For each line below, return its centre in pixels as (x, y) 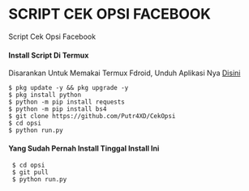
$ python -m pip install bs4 (58, 109)
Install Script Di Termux (49, 55)
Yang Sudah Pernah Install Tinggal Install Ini (84, 148)
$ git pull (30, 172)
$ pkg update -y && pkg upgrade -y (69, 88)
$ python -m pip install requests (67, 102)
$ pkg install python (45, 95)
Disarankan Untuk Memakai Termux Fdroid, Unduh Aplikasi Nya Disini (124, 73)
